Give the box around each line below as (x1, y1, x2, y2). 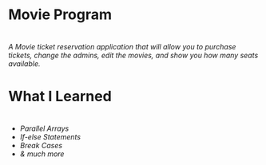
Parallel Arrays (19, 124, 69, 133)
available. (8, 59, 42, 69)
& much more (19, 149, 65, 159)
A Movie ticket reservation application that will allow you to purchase (8, 42, 236, 52)
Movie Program (8, 6, 112, 24)
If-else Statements (19, 132, 81, 141)
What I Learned (8, 87, 112, 105)
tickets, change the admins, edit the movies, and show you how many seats (8, 50, 259, 61)
